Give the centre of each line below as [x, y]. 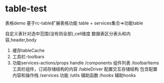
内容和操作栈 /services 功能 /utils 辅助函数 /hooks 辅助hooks [74, 75]
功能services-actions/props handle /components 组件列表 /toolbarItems [86, 63]
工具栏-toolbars [28, 56]
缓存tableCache [28, 50]
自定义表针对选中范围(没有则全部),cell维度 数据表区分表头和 [66, 33]
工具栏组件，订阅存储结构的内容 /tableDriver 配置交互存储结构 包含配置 [85, 69]
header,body [24, 40]
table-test [26, 9]
